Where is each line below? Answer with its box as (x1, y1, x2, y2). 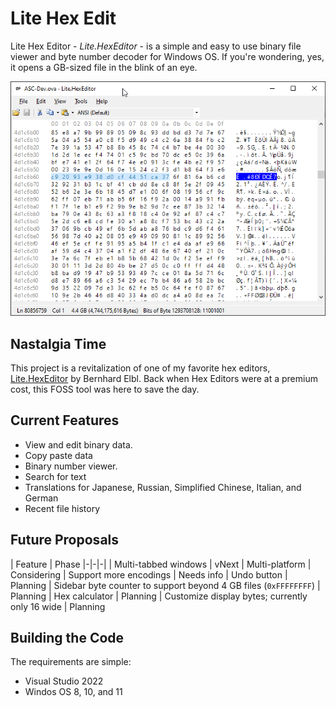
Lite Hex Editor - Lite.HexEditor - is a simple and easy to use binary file (10, 40, 302, 52)
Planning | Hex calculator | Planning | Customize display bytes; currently (10, 590, 308, 602)
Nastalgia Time (10, 335, 107, 352)
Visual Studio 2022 (24, 675, 104, 687)
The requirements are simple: (10, 656, 132, 668)
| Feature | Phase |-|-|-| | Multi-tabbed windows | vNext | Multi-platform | (10, 558, 312, 570)
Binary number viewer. (24, 460, 118, 472)
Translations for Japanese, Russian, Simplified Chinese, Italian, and (24, 481, 302, 493)
